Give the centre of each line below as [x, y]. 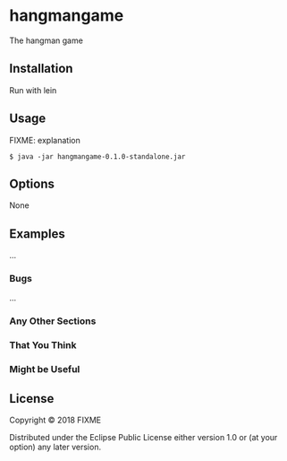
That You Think [43, 345]
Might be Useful [45, 370]
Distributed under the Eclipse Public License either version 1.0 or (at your [143, 438]
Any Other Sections [53, 321]
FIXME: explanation [45, 140]
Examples [37, 234]
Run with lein [33, 90]
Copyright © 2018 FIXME [55, 420]
